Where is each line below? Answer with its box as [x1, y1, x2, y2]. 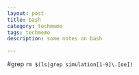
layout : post [7, 10, 45, 17]
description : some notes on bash [7, 35, 103, 42]
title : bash [7, 16, 41, 23]
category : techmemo [7, 22, 63, 29]
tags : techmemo [7, 29, 51, 36]
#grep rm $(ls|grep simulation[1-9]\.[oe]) [7, 60, 134, 68]
